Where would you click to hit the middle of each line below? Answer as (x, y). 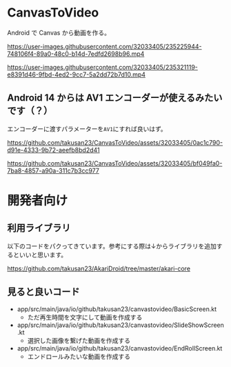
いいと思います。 (43, 255)
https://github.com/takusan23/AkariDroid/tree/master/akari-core (99, 268)
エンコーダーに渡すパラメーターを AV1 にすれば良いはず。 (87, 128)
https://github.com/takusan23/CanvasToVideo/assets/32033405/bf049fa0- (115, 163)
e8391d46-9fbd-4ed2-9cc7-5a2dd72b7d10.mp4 (77, 75)
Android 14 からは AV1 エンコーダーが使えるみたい (115, 98)
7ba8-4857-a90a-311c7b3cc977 (53, 170)
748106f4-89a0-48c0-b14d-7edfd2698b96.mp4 (76, 54)
